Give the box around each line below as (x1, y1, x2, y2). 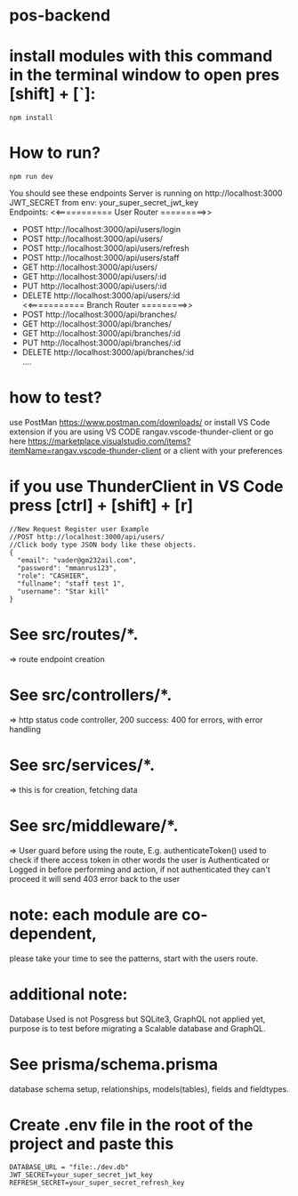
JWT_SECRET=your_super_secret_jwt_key (9, 1171, 153, 1180)
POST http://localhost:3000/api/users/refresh (21, 243, 189, 254)
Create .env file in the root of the (9, 1114, 254, 1135)
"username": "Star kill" (17, 586, 109, 596)
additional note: (9, 984, 128, 1004)
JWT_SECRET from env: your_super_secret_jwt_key (9, 198, 198, 208)
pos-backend (9, 5, 111, 26)
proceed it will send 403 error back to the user (9, 873, 181, 884)
